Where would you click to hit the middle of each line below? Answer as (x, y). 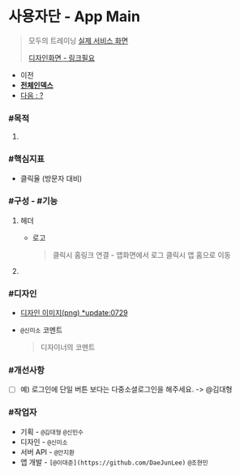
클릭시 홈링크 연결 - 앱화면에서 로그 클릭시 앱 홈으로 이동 (141, 255)
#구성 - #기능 (33, 201)
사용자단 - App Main (74, 17)
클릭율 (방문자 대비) (51, 178)
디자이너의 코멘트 (68, 347)
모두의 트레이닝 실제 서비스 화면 (78, 41)
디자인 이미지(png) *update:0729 (74, 313)
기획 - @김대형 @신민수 (51, 431)
